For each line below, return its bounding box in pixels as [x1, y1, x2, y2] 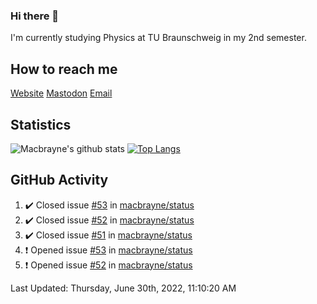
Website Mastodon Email [10, 87, 113, 99]
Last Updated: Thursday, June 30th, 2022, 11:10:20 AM [10, 282, 237, 294]
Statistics [10, 116, 72, 133]
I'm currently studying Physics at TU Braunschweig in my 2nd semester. [10, 32, 307, 44]
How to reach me [10, 60, 118, 78]
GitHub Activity [10, 172, 109, 189]
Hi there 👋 [10, 9, 60, 23]
